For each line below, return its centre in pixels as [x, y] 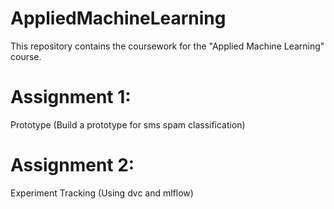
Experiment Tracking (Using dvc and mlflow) [102, 193]
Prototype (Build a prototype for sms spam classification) [128, 124]
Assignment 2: [72, 165]
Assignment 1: [71, 97]
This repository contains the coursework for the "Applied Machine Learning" [167, 46]
